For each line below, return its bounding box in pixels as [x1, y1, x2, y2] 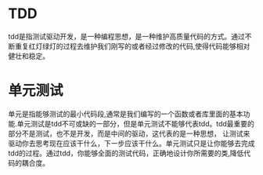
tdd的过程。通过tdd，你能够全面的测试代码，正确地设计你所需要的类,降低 [8, 148, 244, 158]
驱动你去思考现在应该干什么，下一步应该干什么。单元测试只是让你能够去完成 [8, 138, 255, 148]
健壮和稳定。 [8, 51, 49, 60]
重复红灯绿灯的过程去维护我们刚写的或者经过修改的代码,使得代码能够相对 [14, 41, 250, 51]
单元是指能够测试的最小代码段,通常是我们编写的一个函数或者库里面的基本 [8, 109, 244, 118]
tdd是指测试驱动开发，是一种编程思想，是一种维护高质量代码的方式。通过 [8, 31, 245, 41]
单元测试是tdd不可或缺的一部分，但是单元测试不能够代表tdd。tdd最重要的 [16, 118, 254, 128]
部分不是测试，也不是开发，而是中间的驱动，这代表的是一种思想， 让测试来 [8, 129, 250, 138]
